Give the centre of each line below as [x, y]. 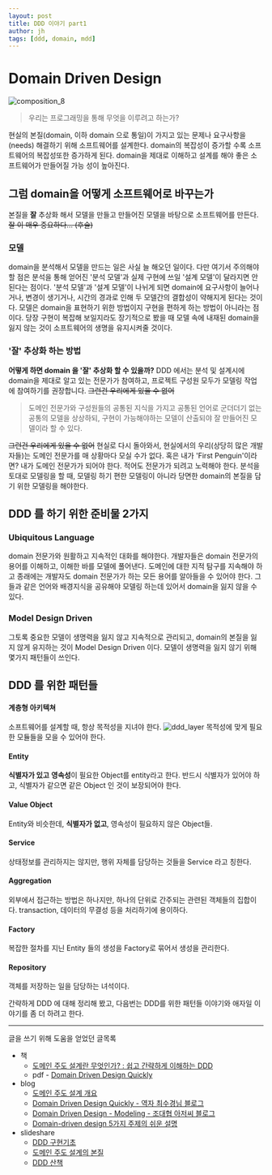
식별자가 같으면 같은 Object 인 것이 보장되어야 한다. [100, 785]
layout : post [30, 16]
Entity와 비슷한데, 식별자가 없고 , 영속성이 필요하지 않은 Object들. [110, 824]
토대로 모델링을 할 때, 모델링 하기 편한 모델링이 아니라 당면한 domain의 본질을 [131, 476]
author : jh [27, 31]
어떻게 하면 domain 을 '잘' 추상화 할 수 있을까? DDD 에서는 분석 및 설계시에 [127, 370]
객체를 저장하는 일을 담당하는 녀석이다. [69, 986]
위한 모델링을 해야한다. [53, 486]
